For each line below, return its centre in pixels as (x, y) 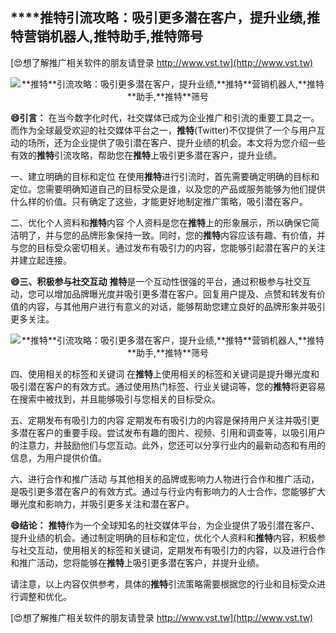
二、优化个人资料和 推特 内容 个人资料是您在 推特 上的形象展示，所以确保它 (160, 222)
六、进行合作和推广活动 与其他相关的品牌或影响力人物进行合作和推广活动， (165, 479)
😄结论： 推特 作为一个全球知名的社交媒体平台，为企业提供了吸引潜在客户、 (165, 525)
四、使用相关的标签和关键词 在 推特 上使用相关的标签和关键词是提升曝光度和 (165, 374)
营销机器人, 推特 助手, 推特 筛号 (113, 36)
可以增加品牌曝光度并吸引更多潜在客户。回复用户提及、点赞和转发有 (176, 294)
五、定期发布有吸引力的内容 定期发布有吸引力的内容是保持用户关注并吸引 (160, 420)
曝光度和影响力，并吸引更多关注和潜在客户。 (102, 504)
